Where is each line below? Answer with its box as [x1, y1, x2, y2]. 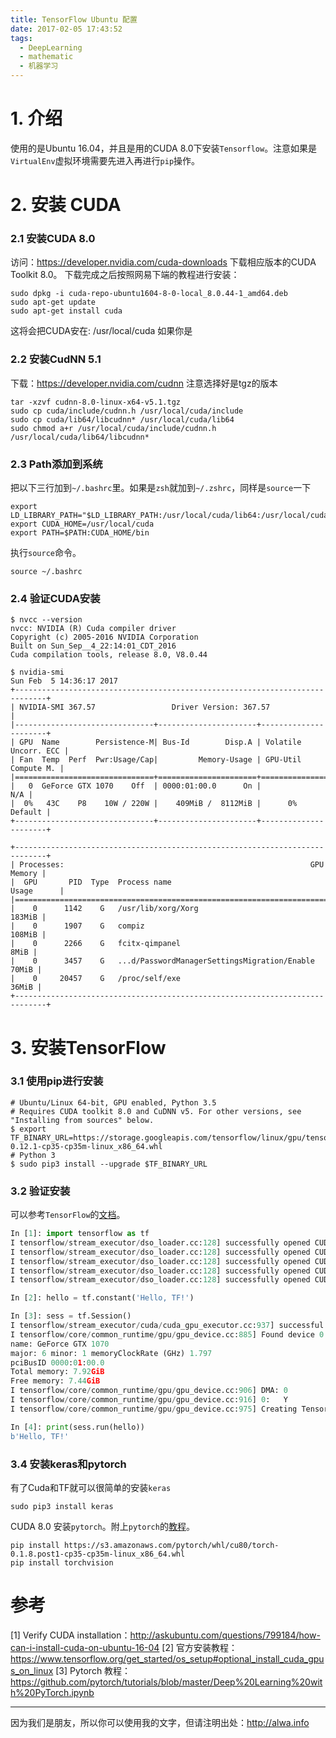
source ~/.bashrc [10, 567, 83, 577]
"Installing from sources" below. [10, 1115, 155, 1125]
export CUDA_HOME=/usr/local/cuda [10, 519, 155, 530]
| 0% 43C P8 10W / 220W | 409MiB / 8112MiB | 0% [10, 799, 298, 809]
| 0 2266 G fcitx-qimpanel [10, 939, 182, 949]
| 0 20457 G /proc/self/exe [10, 974, 182, 984]
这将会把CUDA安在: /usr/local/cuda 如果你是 [10, 325, 193, 337]
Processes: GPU [19, 860, 325, 870]
